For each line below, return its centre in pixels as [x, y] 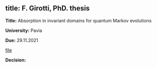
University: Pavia [24, 30]
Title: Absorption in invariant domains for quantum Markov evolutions [78, 20]
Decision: [16, 60]
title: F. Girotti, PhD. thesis [48, 8]
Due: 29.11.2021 [22, 40]
